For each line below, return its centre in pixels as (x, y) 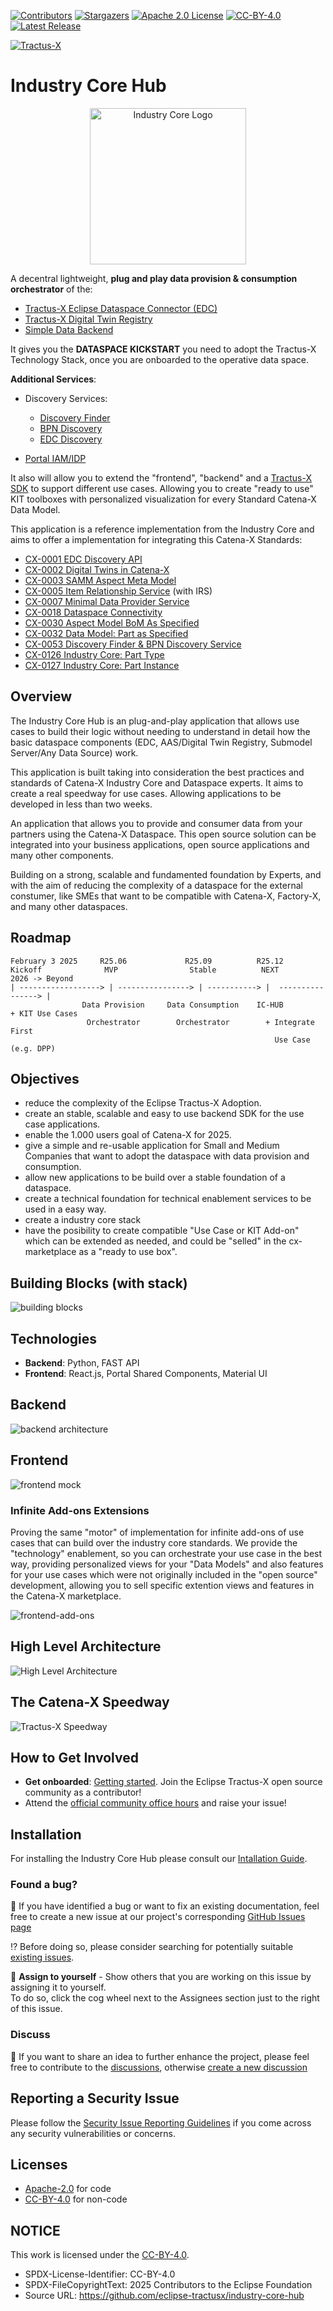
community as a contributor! (83, 1792)
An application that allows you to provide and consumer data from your (156, 823)
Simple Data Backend (69, 329)
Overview (41, 696)
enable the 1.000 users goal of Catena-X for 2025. (128, 1135)
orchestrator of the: (51, 289)
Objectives (45, 1078)
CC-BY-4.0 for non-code (76, 2199)
